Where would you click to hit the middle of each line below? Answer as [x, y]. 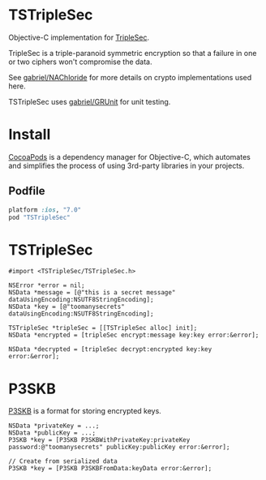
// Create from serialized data [63, 461]
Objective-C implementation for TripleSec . [79, 37]
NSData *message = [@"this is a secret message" [92, 293]
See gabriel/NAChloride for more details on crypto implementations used [130, 77]
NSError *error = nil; [47, 285]
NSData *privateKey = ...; [54, 426]
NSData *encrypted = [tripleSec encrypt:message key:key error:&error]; [134, 335]
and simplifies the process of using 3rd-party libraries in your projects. [127, 165]
